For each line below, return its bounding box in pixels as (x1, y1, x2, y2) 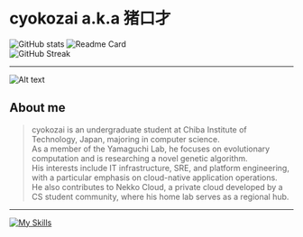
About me (9, 100, 66, 115)
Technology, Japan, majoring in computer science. (31, 133, 220, 144)
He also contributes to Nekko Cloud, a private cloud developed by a (31, 181, 283, 192)
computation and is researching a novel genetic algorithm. (31, 152, 248, 163)
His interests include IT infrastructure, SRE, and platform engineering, (31, 162, 290, 173)
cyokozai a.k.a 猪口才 (9, 8, 171, 29)
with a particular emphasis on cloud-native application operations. (31, 172, 278, 183)
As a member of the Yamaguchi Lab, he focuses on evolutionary (31, 143, 271, 154)
